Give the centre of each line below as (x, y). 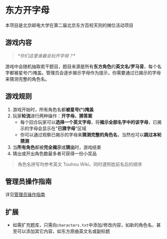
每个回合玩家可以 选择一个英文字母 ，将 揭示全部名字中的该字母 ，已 (89, 122)
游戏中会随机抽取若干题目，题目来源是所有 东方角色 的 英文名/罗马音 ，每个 (81, 66)
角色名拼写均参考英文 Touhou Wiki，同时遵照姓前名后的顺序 (80, 164)
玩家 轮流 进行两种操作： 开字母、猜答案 (52, 116)
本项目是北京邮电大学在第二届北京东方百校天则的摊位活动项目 (69, 25)
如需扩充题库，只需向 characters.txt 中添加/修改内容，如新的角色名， (85, 225)
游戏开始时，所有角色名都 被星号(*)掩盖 (53, 109)
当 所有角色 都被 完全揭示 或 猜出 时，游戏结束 (57, 147)
